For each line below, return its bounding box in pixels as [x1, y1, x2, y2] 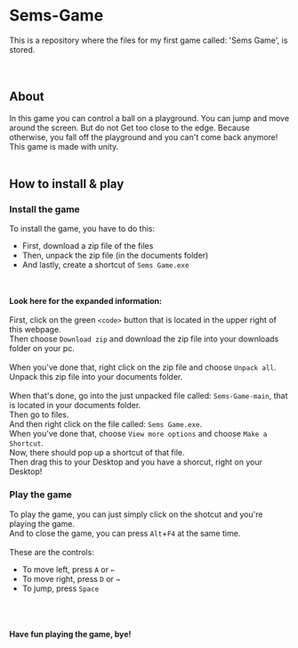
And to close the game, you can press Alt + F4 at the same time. [9, 528, 241, 538]
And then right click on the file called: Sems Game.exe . [9, 419, 203, 430]
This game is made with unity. [9, 141, 119, 152]
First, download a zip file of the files [21, 241, 154, 251]
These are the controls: [9, 546, 95, 557]
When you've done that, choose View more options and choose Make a [9, 429, 268, 439]
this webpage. [9, 324, 61, 335]
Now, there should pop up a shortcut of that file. [9, 447, 185, 458]
